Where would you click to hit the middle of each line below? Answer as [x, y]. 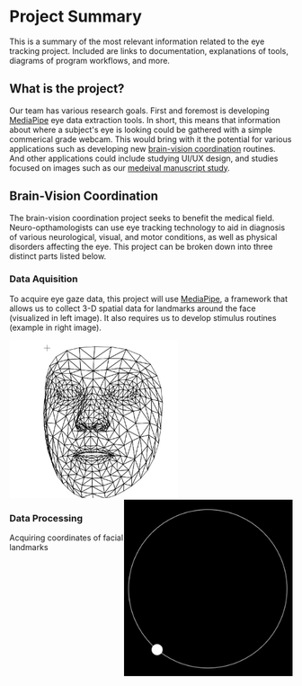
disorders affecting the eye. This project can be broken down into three [141, 246]
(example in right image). [55, 327]
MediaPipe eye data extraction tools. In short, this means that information [145, 120]
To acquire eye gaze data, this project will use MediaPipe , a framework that [149, 298]
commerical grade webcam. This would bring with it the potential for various [151, 139]
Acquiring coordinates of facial [67, 538]
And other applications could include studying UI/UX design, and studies [144, 158]
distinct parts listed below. [58, 256]
